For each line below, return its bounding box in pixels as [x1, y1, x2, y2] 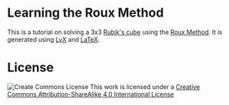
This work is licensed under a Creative [90, 82, 200, 91]
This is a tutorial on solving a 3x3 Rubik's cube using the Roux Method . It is [7, 28, 223, 36]
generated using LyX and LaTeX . [7, 35, 100, 43]
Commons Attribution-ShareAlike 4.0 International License [7, 90, 174, 98]
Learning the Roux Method [7, 5, 164, 21]
